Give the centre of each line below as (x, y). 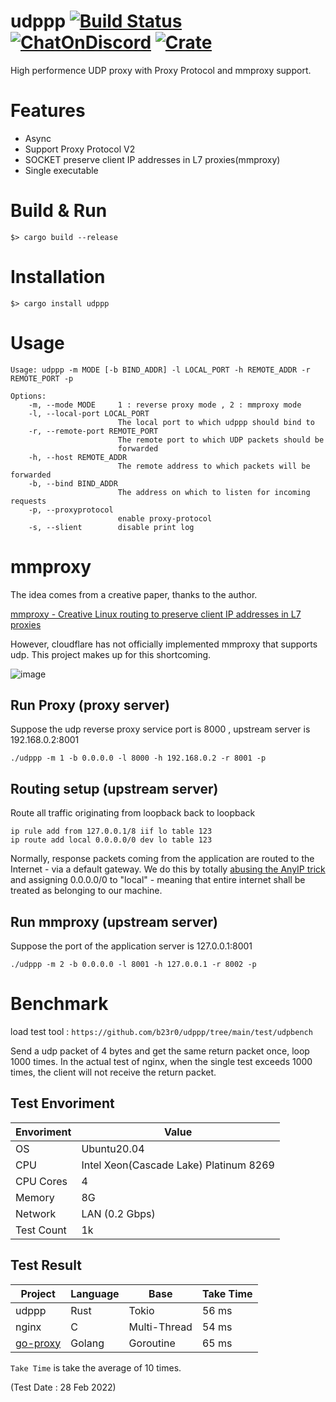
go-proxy (38, 1343)
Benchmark (59, 1004)
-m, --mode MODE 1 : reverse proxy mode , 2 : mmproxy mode (165, 405)
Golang (87, 1343)
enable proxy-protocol (165, 518)
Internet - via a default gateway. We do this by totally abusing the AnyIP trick (168, 869)
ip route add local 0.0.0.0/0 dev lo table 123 (111, 840)
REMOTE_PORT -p (42, 378)
